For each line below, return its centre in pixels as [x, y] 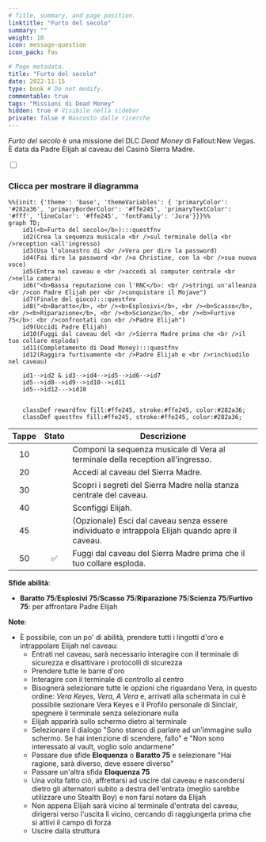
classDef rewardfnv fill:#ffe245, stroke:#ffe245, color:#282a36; [134, 410]
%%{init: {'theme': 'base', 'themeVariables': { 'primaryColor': [118, 203]
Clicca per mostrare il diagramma [73, 185]
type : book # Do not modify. [56, 89]
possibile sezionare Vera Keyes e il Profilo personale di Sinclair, [134, 705]
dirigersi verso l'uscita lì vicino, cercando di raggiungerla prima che [141, 814]
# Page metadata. [37, 67]
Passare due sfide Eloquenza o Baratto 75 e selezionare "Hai [131, 755]
